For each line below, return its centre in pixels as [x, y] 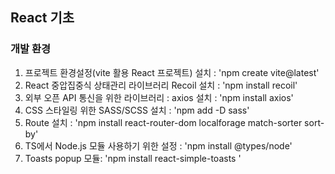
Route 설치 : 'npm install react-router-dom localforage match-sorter [163, 122]
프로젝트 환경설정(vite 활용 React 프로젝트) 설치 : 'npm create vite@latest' [172, 72]
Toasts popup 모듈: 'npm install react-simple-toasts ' [133, 158]
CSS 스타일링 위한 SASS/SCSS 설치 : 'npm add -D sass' [137, 110]
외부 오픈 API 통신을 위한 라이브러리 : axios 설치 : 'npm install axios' [159, 97]
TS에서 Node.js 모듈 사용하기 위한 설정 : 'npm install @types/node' [158, 145]
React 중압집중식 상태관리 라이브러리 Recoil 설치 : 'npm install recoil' [161, 85]
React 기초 [42, 18]
